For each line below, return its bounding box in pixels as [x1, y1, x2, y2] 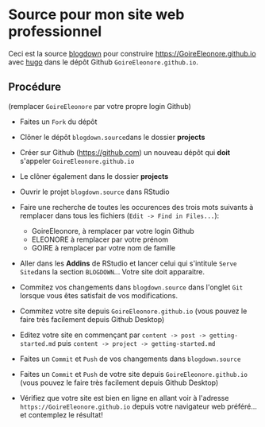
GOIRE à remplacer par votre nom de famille [31, 243, 176, 252]
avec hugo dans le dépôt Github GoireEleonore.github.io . [8, 57, 198, 67]
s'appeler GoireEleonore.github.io [19, 156, 135, 165]
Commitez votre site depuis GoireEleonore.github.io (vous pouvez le [19, 306, 248, 316]
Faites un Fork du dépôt [19, 117, 98, 126]
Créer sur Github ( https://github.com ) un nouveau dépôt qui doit [19, 147, 231, 157]
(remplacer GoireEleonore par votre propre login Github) [8, 101, 192, 111]
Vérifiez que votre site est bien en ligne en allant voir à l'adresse [19, 393, 229, 402]
